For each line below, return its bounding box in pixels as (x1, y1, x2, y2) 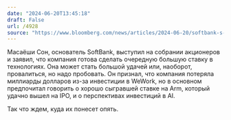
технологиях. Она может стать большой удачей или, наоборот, (7, 62, 192, 71)
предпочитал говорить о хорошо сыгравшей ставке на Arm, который (7, 84, 210, 93)
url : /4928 (7, 23, 38, 29)
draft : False (7, 16, 45, 23)
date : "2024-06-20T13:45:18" (7, 10, 91, 17)
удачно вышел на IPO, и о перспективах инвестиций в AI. (7, 92, 175, 100)
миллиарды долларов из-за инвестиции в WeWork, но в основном (7, 77, 202, 86)
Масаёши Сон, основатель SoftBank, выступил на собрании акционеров (7, 48, 221, 56)
